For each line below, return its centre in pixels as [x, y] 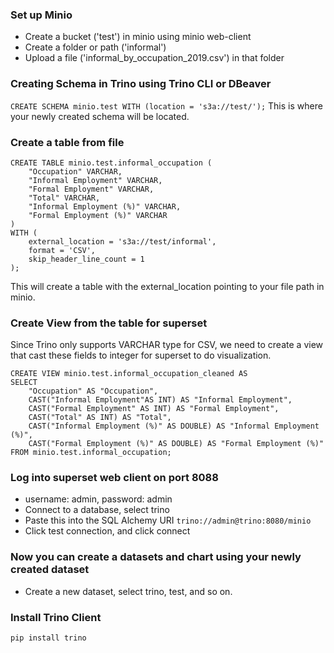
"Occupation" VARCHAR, [75, 171]
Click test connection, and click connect [107, 531]
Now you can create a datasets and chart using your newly [156, 557]
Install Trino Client [56, 617]
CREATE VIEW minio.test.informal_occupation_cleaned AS [129, 374]
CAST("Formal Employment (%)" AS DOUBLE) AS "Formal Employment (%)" [176, 444]
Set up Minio [41, 15]
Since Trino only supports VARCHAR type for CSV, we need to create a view [167, 345]
